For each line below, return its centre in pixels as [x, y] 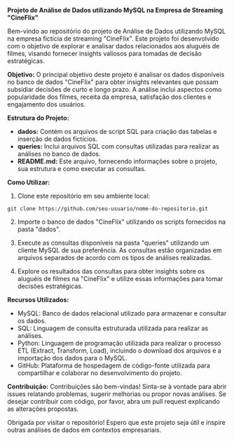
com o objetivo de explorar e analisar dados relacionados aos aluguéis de [113, 46]
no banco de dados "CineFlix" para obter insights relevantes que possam [113, 82]
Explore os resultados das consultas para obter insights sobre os [111, 271]
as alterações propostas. [43, 409]
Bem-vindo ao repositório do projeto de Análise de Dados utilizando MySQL [117, 31]
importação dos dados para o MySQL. [72, 358]
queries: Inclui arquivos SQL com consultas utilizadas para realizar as [118, 146]
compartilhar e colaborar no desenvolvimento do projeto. [99, 373]
